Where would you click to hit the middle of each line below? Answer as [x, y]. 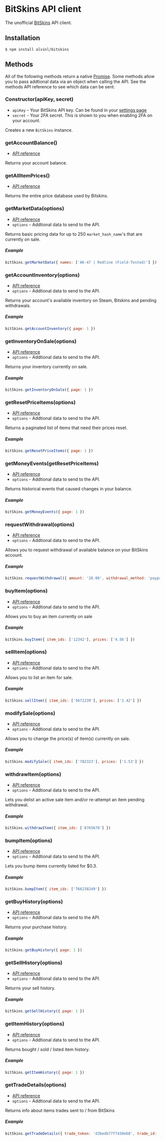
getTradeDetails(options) [36, 1085]
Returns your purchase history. [36, 927]
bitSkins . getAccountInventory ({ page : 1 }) [50, 328]
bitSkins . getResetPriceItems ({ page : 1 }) [49, 451]
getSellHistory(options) [34, 963]
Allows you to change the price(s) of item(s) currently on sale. [68, 738]
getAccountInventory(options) [42, 275]
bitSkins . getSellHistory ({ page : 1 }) [45, 1011]
